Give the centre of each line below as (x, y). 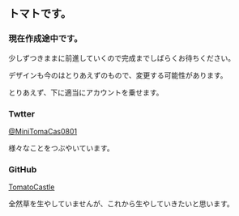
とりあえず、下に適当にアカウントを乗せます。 (86, 92)
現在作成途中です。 (45, 39)
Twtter (21, 113)
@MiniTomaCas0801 (43, 131)
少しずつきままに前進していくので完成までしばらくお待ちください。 (122, 57)
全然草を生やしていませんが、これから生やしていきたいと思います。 (122, 204)
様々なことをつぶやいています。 (62, 148)
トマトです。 (40, 14)
